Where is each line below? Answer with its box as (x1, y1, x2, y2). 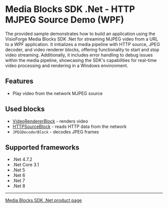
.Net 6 (12, 172, 25, 178)
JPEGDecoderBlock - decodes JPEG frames (12, 128, 99, 134)
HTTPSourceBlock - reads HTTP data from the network (12, 123, 127, 129)
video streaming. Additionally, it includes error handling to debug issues (5, 51, 153, 58)
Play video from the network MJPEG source (12, 90, 103, 96)
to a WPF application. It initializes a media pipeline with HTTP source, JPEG (5, 41, 160, 47)
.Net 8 (12, 183, 25, 189)
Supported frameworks (5, 143, 79, 151)
